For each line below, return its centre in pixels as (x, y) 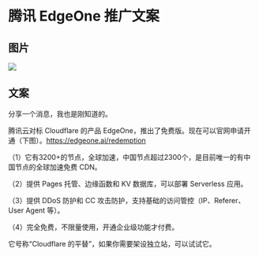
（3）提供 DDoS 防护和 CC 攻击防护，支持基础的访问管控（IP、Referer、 (127, 200)
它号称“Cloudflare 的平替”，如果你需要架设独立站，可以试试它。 (112, 243)
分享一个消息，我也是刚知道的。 (60, 113)
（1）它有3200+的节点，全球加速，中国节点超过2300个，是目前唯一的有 (126, 157)
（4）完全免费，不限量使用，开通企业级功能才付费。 (94, 227)
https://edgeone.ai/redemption (96, 140)
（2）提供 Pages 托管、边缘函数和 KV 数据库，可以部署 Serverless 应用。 (128, 184)
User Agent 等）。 (36, 210)
